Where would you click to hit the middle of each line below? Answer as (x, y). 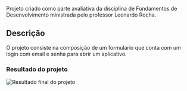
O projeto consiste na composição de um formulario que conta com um (94, 47)
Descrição (26, 33)
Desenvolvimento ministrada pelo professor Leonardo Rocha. (81, 15)
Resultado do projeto (37, 69)
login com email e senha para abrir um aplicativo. (66, 54)
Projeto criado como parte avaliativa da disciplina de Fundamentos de (92, 9)
